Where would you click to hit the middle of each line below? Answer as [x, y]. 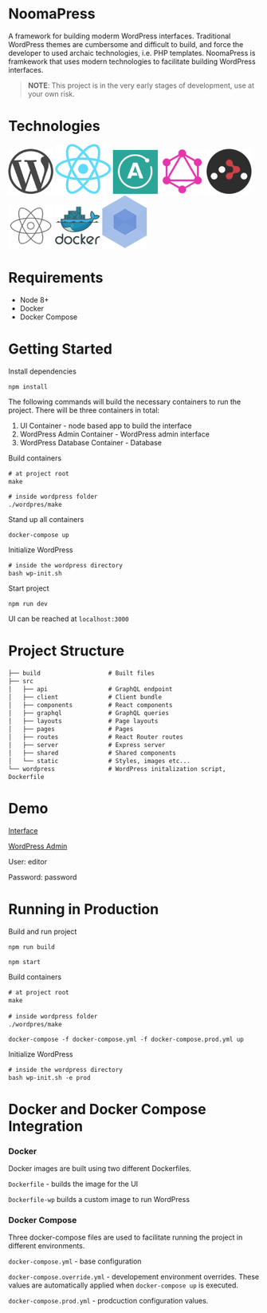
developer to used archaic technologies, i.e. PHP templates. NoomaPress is [132, 53]
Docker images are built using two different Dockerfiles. [100, 1169]
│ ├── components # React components [90, 705]
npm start [25, 962]
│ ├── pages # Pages [71, 729]
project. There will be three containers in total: [84, 410]
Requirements [56, 278]
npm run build [32, 947]
